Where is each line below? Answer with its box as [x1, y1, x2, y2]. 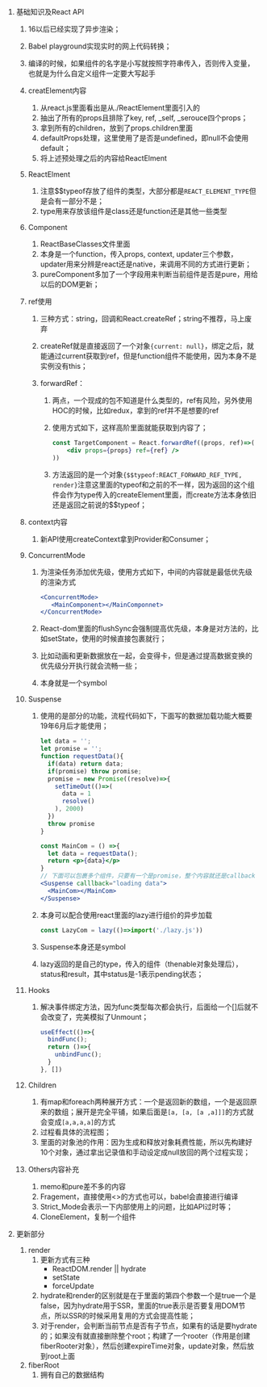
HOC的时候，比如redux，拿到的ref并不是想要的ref [52, 406, 219, 415]
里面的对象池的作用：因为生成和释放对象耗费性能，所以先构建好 [40, 1137, 252, 1146]
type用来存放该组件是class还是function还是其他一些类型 [40, 207, 227, 216]
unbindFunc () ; [55, 1050, 102, 1059]
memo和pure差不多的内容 [40, 1181, 127, 1191]
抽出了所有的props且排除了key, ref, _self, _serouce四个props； [40, 113, 248, 123]
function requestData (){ [40, 752, 124, 761]
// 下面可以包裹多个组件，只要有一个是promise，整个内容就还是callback [40, 872, 256, 880]
